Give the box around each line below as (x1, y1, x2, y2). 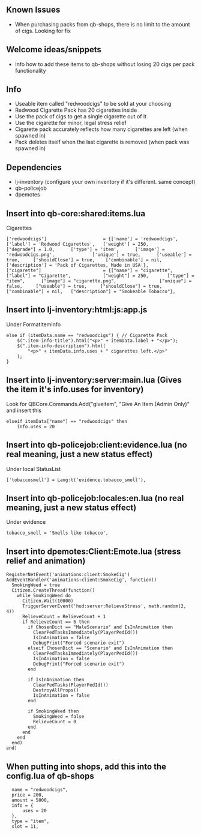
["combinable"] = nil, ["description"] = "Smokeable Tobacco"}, (6, 288, 176, 295)
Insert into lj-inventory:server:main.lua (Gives (6, 375, 182, 385)
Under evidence (6, 518, 46, 526)
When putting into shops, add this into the (6, 761, 167, 771)
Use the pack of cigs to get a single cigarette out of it (14, 113, 147, 120)
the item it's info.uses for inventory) (6, 384, 144, 395)
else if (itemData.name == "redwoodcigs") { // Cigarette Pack (6, 332, 168, 338)
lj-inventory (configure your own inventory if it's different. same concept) (14, 178, 196, 186)
